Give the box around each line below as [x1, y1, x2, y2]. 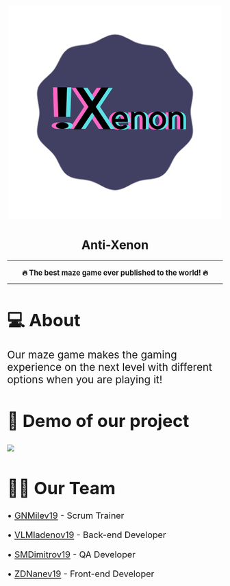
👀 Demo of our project [7, 410, 190, 432]
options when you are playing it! [7, 373, 163, 387]
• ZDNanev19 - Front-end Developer [7, 567, 155, 579]
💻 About [7, 309, 81, 331]
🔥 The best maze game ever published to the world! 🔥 [21, 268, 209, 278]
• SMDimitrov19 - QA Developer [7, 548, 136, 560]
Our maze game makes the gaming [7, 348, 177, 362]
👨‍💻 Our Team [7, 477, 116, 499]
